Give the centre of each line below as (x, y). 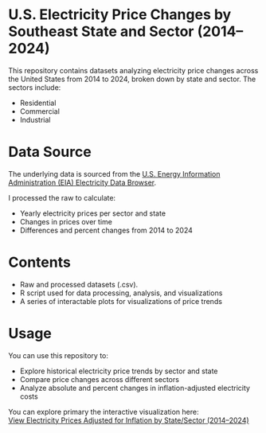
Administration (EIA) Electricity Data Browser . (82, 182)
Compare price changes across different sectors (99, 379)
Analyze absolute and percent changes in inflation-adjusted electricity (135, 388)
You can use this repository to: (59, 355)
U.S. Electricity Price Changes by (120, 15)
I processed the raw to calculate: (62, 197)
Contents (40, 262)
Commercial (39, 111)
